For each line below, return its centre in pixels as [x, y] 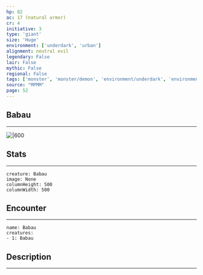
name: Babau [21, 228]
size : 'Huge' [23, 40]
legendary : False [28, 57]
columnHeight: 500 [29, 184]
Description [29, 257]
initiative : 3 [24, 29]
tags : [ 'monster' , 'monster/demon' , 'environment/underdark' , [86, 79]
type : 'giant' [24, 34]
